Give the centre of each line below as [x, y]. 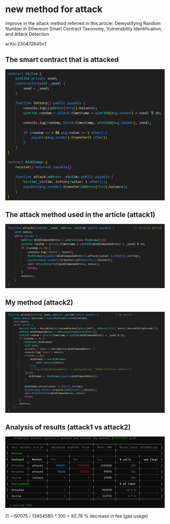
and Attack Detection [27, 34]
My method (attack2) [39, 302]
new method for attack [54, 9]
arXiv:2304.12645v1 [26, 43]
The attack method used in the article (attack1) [80, 215]
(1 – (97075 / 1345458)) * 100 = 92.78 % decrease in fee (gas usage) [77, 516]
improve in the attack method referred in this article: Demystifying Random [83, 23]
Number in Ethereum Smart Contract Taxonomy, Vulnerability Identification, [84, 28]
